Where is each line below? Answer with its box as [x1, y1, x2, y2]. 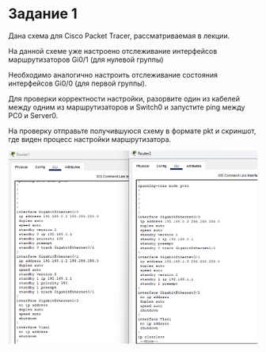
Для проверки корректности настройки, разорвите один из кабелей [8, 94, 240, 103]
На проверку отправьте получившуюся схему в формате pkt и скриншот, [8, 126, 256, 136]
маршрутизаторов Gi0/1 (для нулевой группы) [8, 55, 164, 64]
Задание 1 [8, 5, 78, 23]
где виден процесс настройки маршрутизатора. [8, 134, 172, 143]
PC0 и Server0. [8, 110, 59, 120]
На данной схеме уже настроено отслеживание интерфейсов [8, 46, 218, 55]
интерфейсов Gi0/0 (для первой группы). [8, 78, 147, 88]
